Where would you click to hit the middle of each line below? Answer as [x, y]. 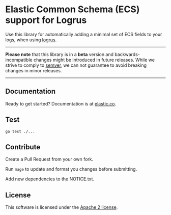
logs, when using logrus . [31, 40]
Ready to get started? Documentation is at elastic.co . [61, 103]
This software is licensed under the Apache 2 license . [62, 207]
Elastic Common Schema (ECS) [73, 9]
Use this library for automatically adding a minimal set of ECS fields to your [84, 34]
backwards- [127, 54]
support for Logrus [46, 20]
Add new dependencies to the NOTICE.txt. [50, 179]
